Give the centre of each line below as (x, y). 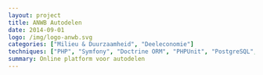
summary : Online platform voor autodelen (77, 59)
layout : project (34, 15)
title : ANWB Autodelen (45, 23)
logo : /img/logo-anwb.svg (50, 37)
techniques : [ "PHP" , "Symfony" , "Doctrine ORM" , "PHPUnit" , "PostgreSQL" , (133, 52)
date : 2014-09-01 (36, 30)
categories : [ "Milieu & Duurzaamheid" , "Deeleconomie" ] (101, 45)
